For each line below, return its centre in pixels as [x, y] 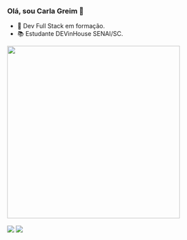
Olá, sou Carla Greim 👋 [46, 11]
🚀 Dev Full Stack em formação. [61, 26]
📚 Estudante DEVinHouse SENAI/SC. [70, 34]
